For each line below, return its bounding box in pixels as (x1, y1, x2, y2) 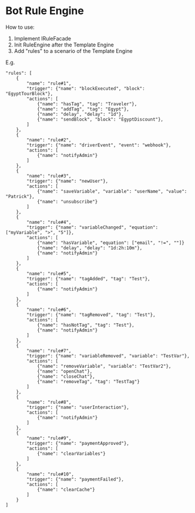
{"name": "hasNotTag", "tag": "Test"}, (36, 322, 135, 328)
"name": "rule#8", (26, 399, 72, 405)
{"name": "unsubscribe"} (36, 199, 98, 204)
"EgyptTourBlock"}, (5, 90, 53, 96)
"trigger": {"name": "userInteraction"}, (26, 404, 130, 410)
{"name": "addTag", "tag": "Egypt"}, (36, 106, 130, 112)
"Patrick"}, (5, 193, 35, 199)
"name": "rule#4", (26, 219, 72, 225)
